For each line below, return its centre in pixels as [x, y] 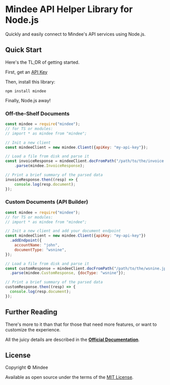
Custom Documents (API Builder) [47, 202]
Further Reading [31, 312]
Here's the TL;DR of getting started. [42, 62]
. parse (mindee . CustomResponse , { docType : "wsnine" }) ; [68, 273]
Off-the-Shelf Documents [37, 113]
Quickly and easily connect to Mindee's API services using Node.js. [75, 34]
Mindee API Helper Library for [69, 9]
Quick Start [24, 50]
